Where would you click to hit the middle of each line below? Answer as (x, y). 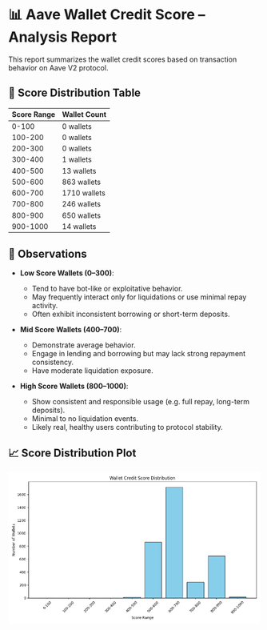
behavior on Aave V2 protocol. (58, 67)
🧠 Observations (48, 253)
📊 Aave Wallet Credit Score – (107, 15)
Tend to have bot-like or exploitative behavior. (107, 289)
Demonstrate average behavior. (84, 345)
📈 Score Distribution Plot (72, 453)
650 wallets (82, 215)
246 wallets (82, 204)
